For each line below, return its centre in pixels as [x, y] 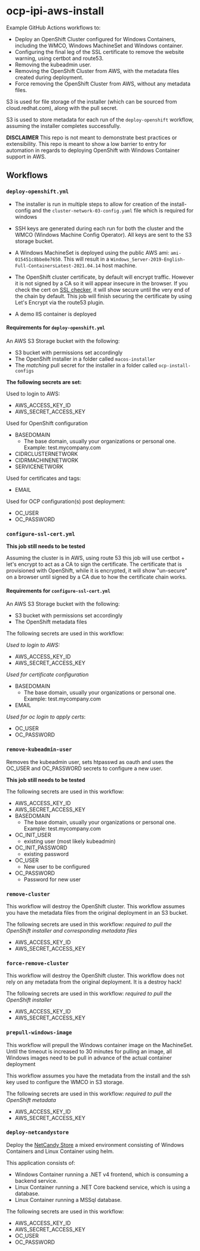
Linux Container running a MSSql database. [68, 1200]
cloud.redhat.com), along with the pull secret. [62, 108]
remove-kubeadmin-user [39, 750]
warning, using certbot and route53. [59, 58]
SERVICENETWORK [39, 466]
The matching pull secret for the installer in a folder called [86, 365]
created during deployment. [49, 77]
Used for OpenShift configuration [47, 423]
